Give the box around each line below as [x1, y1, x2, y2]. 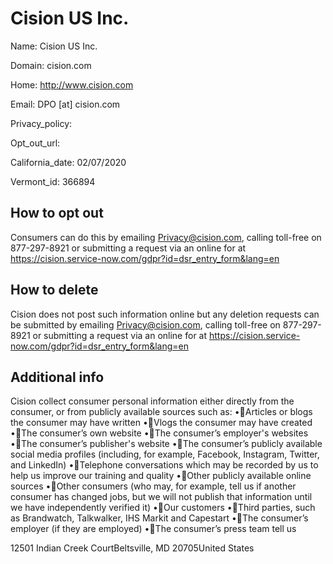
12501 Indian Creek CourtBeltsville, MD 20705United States [10, 542, 255, 554]
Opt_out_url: [10, 137, 61, 149]
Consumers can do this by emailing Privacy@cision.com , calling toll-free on [10, 231, 322, 243]
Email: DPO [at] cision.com [10, 98, 121, 110]
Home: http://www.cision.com [10, 78, 134, 91]
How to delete [10, 282, 99, 299]
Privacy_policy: [10, 117, 73, 129]
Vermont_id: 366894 [10, 175, 96, 187]
